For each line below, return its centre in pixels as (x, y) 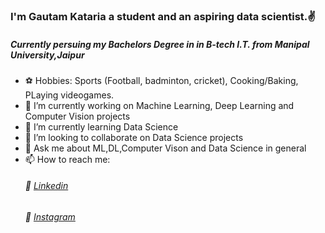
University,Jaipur (47, 55)
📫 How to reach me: (67, 159)
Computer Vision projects (77, 116)
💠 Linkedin (46, 186)
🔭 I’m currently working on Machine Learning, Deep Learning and (159, 105)
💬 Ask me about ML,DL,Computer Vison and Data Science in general (165, 148)
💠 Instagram (50, 217)
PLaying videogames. (69, 95)
